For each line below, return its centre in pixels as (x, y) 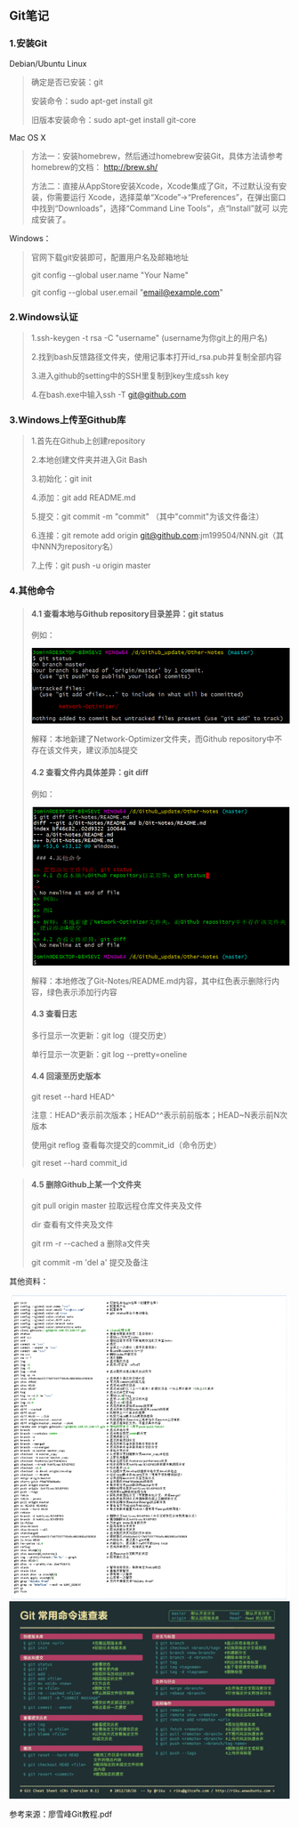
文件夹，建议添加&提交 (96, 750)
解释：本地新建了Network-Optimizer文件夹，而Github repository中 (153, 739)
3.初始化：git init (61, 479)
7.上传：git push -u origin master (91, 566)
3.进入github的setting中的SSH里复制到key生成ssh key (130, 376)
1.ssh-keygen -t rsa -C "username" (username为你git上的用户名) (149, 337)
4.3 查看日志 (54, 1014)
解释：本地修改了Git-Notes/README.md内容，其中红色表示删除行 (151, 981)
